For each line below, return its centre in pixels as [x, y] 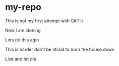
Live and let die [21, 59]
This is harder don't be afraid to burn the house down [60, 49]
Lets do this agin [22, 40]
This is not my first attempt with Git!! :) [44, 21]
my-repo [23, 7]
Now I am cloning [23, 30]
